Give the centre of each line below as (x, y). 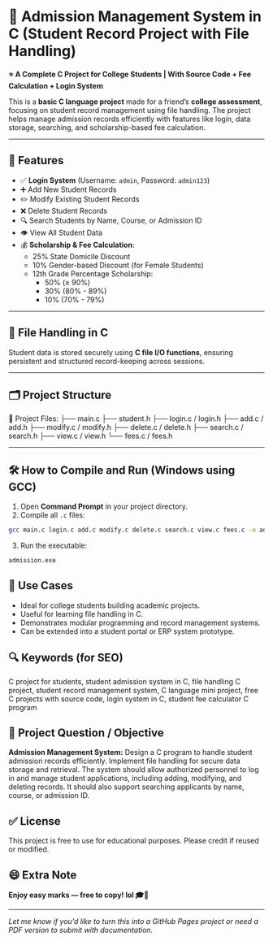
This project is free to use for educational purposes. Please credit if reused (134, 841)
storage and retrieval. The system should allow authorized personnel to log (134, 770)
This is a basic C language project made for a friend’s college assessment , (135, 102)
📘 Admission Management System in (135, 17)
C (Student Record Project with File (129, 34)
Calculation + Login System (56, 85)
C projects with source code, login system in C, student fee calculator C (129, 699)
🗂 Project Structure (60, 395)
